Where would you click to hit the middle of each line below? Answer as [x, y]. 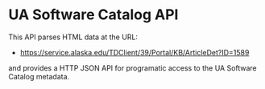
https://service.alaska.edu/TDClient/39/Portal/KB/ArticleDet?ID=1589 [135, 52]
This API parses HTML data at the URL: [73, 37]
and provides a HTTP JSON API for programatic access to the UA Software [133, 68]
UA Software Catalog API [93, 15]
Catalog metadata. [39, 76]
